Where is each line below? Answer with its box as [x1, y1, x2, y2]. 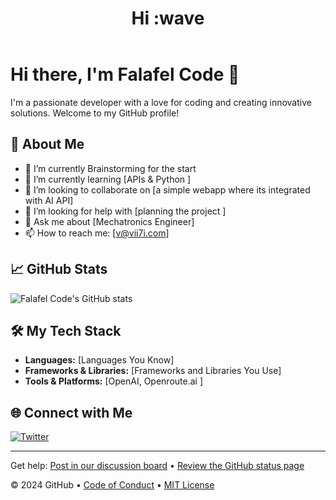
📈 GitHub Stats [10, 261, 108, 278]
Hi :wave [131, 7, 205, 30]
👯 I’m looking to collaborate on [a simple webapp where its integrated [24, 183, 311, 196]
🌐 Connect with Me [10, 404, 133, 421]
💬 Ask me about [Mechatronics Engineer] [24, 215, 195, 227]
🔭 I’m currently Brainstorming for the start [24, 162, 197, 174]
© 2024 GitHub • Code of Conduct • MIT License [10, 479, 215, 491]
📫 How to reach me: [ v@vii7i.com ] [24, 227, 170, 239]
